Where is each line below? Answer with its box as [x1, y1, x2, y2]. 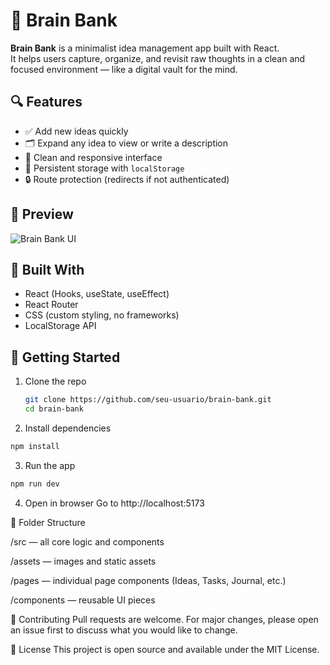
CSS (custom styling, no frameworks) [24, 309, 180, 321]
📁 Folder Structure [10, 516, 86, 528]
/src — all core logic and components [10, 535, 165, 548]
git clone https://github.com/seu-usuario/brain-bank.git [24, 395, 272, 405]
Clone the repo [24, 375, 87, 388]
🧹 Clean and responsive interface [24, 151, 163, 163]
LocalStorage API [24, 320, 97, 332]
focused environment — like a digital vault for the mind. [10, 63, 238, 75]
